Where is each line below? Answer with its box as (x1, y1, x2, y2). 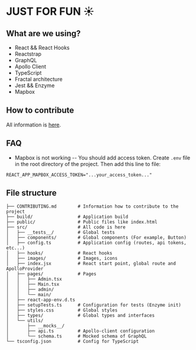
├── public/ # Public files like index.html (6, 219, 158, 225)
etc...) (6, 245, 25, 251)
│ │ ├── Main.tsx (6, 281, 60, 288)
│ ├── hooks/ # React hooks (6, 250, 113, 256)
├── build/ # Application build (6, 214, 128, 220)
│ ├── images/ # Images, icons (6, 256, 118, 262)
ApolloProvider (6, 266, 44, 272)
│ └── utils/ (6, 318, 44, 324)
